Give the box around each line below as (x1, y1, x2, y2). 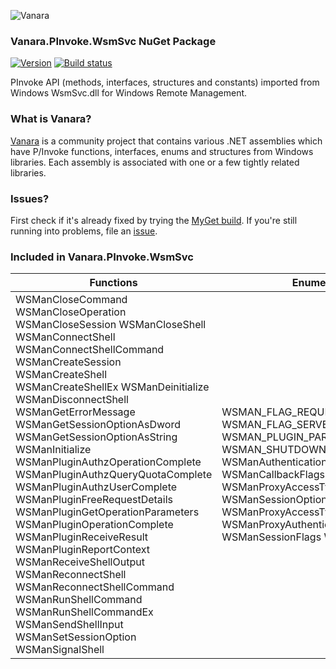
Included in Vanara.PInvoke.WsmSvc (10, 250, 194, 264)
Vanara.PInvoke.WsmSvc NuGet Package (10, 34, 217, 48)
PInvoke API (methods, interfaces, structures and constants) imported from (10, 76, 320, 89)
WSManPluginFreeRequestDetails (15, 493, 174, 507)
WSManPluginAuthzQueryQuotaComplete (15, 468, 213, 482)
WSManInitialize (15, 443, 92, 457)
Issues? (10, 191, 50, 205)
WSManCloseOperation (15, 305, 127, 319)
